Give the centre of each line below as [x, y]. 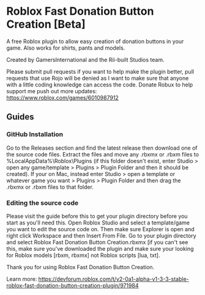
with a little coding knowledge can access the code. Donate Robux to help [100, 85]
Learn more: [22, 279]
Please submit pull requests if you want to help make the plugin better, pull [100, 71]
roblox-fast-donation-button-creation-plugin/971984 [73, 285]
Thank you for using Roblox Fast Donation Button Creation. [80, 267]
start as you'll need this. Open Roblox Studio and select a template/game [98, 223]
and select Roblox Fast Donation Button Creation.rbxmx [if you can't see [97, 242]
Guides [20, 117]
